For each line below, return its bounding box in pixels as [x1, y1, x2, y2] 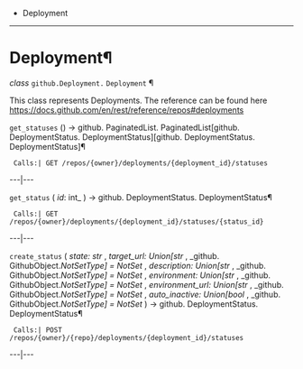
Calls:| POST [13, 325, 63, 335]
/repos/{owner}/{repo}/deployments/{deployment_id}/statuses [9, 333, 244, 342]
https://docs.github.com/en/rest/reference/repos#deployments [9, 104, 244, 115]
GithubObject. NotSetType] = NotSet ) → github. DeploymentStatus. [9, 298, 259, 309]
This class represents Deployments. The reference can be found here [9, 95, 268, 106]
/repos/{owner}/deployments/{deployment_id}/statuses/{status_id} [9, 217, 264, 226]
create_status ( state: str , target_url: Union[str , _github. [9, 250, 220, 261]
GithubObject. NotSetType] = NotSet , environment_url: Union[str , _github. [9, 279, 284, 290]
